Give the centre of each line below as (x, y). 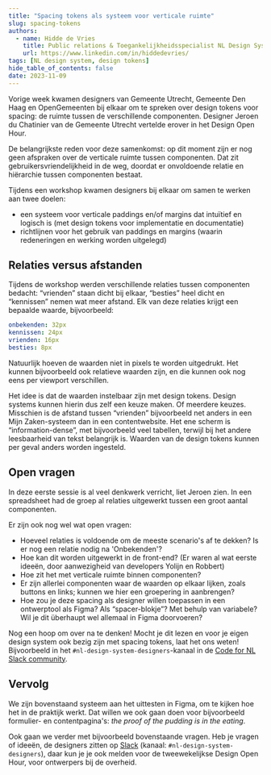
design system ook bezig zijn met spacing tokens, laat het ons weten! (124, 641)
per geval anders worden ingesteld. (67, 447)
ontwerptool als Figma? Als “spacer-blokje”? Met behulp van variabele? (139, 609)
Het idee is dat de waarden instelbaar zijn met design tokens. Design (122, 395)
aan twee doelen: (37, 198)
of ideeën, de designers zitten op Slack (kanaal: (88, 745)
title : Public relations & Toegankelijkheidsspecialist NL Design (137, 46)
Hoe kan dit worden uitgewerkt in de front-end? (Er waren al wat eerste (138, 557)
